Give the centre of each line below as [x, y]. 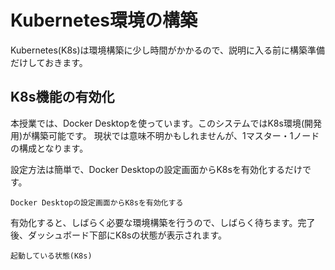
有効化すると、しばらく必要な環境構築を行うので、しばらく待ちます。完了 [163, 222]
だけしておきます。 [49, 62]
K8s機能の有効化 [62, 97]
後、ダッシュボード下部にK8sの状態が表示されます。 [119, 235]
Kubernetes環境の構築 [104, 20]
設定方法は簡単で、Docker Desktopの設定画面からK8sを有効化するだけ [156, 169]
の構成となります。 [49, 148]
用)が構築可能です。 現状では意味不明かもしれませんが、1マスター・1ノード [165, 135]
